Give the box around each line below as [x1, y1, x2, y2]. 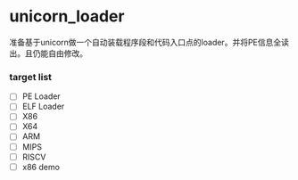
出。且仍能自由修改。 [9, 47, 87, 59]
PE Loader [21, 91, 61, 102]
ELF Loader [21, 101, 65, 112]
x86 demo [21, 161, 61, 172]
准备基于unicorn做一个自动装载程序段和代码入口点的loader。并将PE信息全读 [9, 37, 290, 47]
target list [9, 70, 52, 83]
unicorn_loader [9, 6, 125, 27]
